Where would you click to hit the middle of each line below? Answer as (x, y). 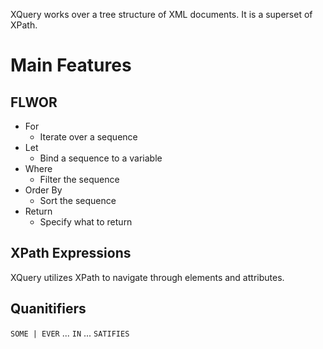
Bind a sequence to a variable (101, 158)
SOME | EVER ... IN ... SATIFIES (70, 333)
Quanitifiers (48, 309)
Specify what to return (86, 222)
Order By (43, 190)
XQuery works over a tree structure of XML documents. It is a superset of (161, 14)
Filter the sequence (79, 179)
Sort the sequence (78, 200)
